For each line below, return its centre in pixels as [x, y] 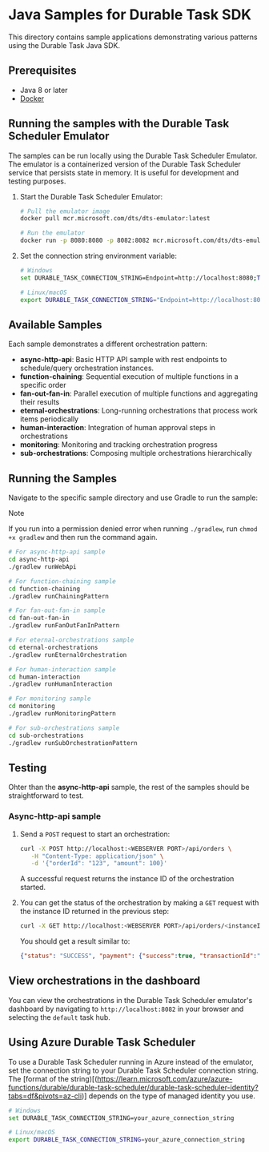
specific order [43, 385]
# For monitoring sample [50, 699]
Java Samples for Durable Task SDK [130, 15]
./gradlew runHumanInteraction [60, 684]
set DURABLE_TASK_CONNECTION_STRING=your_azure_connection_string [121, 1118]
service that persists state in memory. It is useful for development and [124, 172]
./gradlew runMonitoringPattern [62, 714]
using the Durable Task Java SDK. [64, 45]
